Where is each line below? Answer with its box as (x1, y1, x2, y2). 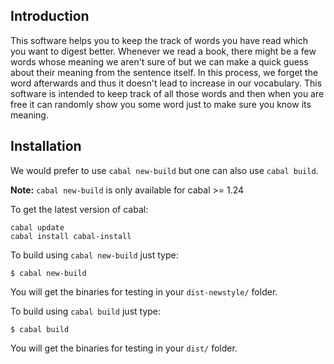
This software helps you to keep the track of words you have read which (10, 34, 308, 46)
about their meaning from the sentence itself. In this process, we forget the (10, 66, 319, 78)
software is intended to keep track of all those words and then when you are (10, 87, 325, 99)
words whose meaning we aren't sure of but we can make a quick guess (10, 55, 309, 68)
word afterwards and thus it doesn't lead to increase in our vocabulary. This (10, 77, 323, 89)
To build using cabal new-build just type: (10, 249, 179, 261)
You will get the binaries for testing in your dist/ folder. (10, 342, 238, 354)
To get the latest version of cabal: (10, 203, 149, 215)
